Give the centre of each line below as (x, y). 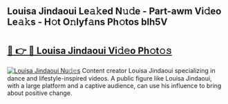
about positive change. (40, 93)
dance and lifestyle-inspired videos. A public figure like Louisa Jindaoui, (110, 78)
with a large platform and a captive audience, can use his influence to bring (114, 86)
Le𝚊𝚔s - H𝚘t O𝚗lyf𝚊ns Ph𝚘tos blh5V (87, 22)
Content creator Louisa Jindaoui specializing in (149, 71)
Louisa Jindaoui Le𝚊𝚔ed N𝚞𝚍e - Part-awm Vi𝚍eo (114, 11)
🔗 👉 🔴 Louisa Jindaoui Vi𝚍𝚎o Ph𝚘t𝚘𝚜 (90, 51)
